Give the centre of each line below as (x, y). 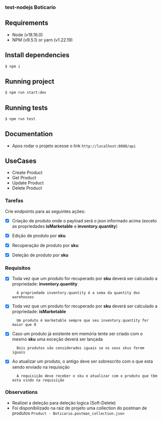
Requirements (27, 23)
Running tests (27, 108)
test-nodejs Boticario (30, 7)
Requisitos (18, 268)
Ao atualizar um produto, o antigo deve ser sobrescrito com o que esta (82, 361)
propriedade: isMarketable (39, 312)
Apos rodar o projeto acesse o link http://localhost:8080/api (74, 146)
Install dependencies (37, 55)
